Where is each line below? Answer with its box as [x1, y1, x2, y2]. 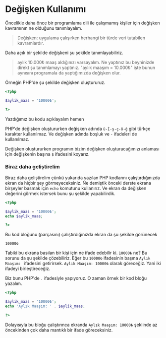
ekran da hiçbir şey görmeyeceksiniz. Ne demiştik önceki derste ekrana [5, 180, 151, 186]
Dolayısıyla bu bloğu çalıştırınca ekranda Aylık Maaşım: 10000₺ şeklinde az [5, 322, 158, 328]
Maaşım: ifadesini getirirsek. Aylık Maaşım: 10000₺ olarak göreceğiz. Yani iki [5, 261, 161, 267]
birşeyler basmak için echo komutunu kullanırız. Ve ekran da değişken [5, 185, 147, 191]
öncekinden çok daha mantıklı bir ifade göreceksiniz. [5, 327, 113, 333]
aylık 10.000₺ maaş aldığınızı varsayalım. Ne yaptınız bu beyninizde [17, 59, 155, 65]
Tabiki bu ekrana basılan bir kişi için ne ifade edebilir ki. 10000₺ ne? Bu [5, 250, 148, 256]
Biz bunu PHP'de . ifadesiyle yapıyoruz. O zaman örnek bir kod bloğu [5, 275, 147, 281]
